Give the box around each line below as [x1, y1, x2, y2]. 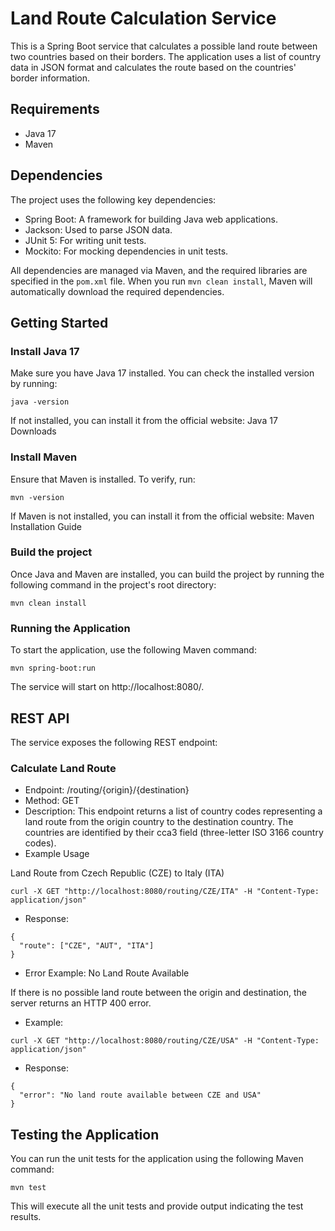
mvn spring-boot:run [10, 663, 97, 674]
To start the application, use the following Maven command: [10, 644, 257, 656]
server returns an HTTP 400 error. [10, 997, 152, 1009]
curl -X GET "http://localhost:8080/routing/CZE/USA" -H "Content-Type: [10, 1036, 320, 1046]
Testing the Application [10, 1126, 160, 1143]
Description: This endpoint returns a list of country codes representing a [24, 805, 323, 817]
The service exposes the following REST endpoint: [10, 736, 218, 748]
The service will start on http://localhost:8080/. [10, 681, 205, 693]
